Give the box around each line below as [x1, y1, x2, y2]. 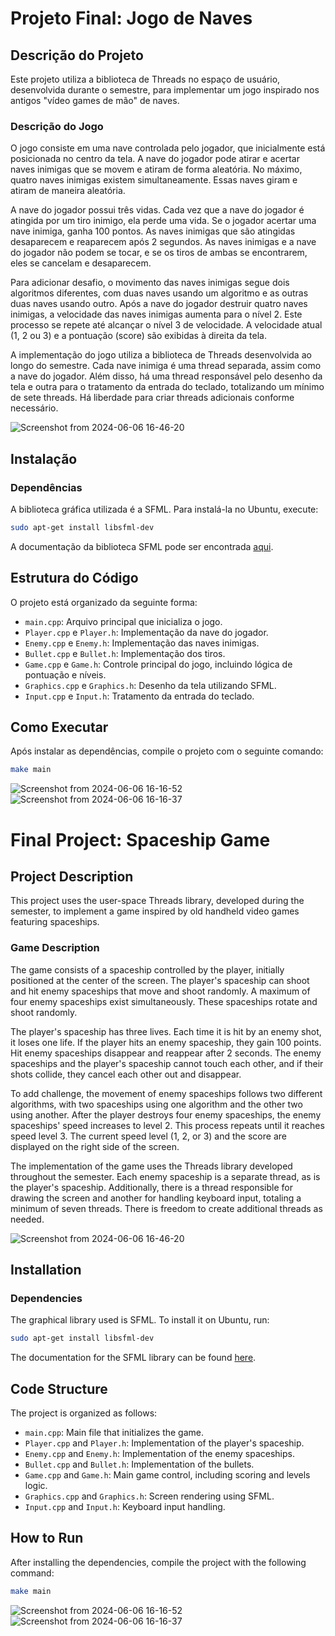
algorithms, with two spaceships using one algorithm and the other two [10, 1098, 303, 1110]
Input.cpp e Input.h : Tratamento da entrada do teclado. [24, 690, 255, 702]
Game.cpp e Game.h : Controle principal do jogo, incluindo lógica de [24, 658, 293, 670]
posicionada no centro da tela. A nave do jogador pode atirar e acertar [10, 153, 300, 165]
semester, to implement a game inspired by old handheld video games [10, 905, 300, 917]
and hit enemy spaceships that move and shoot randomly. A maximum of [10, 985, 311, 997]
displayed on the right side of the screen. [10, 1140, 180, 1152]
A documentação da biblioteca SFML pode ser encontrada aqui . [10, 540, 274, 552]
